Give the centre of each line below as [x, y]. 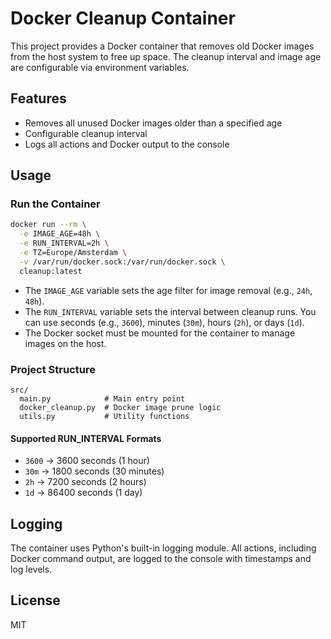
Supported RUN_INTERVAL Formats [86, 438]
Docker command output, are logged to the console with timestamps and [161, 558]
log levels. [31, 569]
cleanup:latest [51, 271]
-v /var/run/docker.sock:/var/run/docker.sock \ [122, 262]
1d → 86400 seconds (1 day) [83, 493]
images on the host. [65, 343]
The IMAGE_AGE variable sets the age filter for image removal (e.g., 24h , [168, 290]
